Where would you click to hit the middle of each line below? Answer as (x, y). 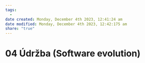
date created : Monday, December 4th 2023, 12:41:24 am (64, 19)
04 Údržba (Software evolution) (73, 54)
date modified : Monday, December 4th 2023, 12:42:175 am (66, 24)
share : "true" (20, 29)
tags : (11, 10)
